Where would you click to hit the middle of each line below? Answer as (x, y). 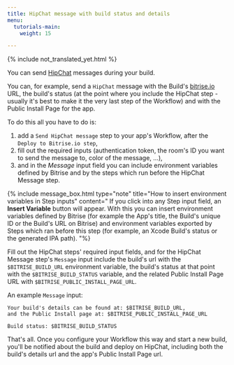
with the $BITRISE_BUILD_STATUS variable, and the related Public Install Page (116, 274)
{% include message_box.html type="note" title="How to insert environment (117, 194)
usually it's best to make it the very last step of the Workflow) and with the (114, 101)
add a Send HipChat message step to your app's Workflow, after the (112, 136)
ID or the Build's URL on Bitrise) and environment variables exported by (110, 224)
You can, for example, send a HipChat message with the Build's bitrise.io (111, 86)
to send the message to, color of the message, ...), (90, 158)
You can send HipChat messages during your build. (81, 73)
